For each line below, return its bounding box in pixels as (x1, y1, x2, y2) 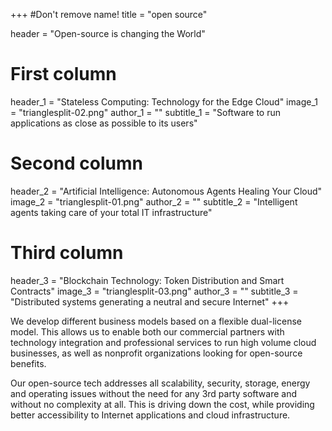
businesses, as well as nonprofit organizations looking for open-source (10, 347, 303, 359)
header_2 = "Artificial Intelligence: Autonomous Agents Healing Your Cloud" (10, 185, 323, 197)
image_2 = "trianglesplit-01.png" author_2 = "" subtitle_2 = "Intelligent (10, 195, 298, 208)
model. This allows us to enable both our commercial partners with (10, 325, 285, 338)
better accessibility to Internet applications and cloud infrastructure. (10, 409, 291, 421)
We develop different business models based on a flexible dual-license (10, 315, 302, 327)
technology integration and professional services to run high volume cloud (10, 336, 317, 348)
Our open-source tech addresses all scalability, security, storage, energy (10, 377, 311, 389)
